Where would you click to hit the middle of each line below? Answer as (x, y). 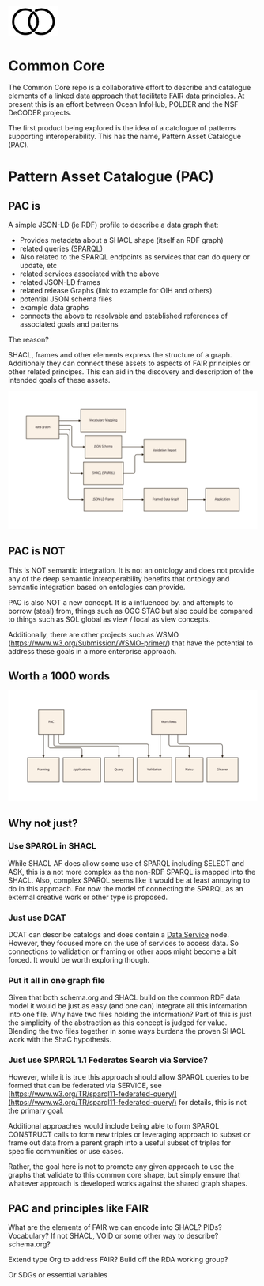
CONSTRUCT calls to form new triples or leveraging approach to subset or (130, 1135)
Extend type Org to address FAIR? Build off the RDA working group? (118, 1260)
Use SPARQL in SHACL (52, 846)
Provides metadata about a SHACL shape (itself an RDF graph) (121, 240)
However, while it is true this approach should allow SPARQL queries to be (128, 1077)
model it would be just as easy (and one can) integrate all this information (128, 1006)
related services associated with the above (89, 274)
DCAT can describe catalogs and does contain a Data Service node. (119, 934)
